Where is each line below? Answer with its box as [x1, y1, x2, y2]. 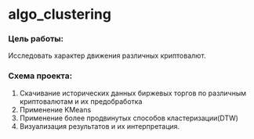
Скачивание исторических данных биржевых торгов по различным [19, 88, 247, 98]
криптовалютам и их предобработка [19, 96, 143, 106]
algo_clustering [8, 5, 112, 23]
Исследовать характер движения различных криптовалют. [8, 51, 206, 60]
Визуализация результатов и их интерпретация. [19, 121, 180, 130]
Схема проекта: [8, 70, 73, 81]
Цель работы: [8, 34, 64, 45]
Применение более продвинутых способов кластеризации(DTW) [19, 113, 239, 123]
